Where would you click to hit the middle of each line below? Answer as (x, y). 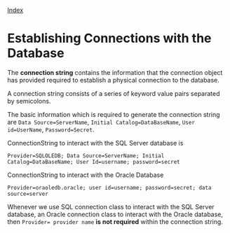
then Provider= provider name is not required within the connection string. (115, 221)
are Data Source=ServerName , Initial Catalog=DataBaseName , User (101, 122)
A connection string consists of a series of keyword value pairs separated (114, 93)
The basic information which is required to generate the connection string (114, 114)
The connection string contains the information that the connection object (115, 72)
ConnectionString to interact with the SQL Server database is (95, 143)
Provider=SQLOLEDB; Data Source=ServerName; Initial (86, 156)
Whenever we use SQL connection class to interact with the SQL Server (111, 206)
